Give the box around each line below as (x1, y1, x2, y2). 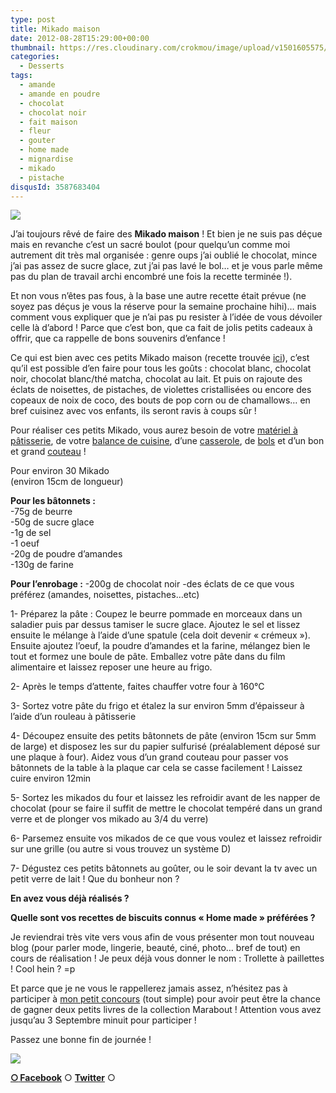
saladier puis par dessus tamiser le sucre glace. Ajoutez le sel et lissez (10, 619, 301, 631)
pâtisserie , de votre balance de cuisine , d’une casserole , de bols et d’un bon (10, 435, 325, 447)
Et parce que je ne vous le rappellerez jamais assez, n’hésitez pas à (10, 982, 288, 995)
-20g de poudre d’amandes (10, 548, 123, 560)
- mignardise (19, 154, 74, 164)
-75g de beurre (10, 506, 73, 518)
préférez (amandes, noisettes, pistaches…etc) (10, 589, 200, 601)
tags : (10, 71, 33, 81)
